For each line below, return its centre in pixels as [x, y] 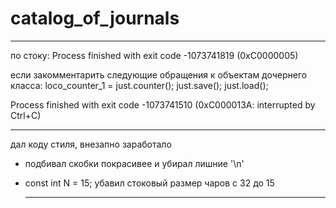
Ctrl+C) [26, 115]
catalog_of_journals [95, 18]
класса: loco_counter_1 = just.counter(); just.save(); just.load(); [139, 85]
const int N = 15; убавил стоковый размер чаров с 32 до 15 [149, 183]
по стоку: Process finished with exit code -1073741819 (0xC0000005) [154, 55]
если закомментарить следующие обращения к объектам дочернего [159, 74]
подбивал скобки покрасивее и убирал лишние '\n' [134, 163]
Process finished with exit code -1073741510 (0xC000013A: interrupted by [163, 104]
